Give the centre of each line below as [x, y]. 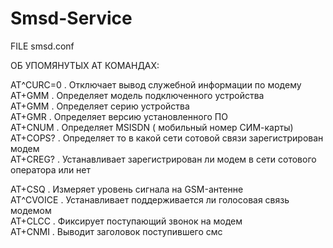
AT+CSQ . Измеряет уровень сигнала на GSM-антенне [127, 189]
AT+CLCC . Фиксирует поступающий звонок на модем [126, 221]
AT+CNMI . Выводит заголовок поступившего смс [116, 231]
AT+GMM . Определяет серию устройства [100, 106]
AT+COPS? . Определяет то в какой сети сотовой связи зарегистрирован [167, 138]
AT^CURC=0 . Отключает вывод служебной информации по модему [156, 84]
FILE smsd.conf [42, 46]
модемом [31, 210]
